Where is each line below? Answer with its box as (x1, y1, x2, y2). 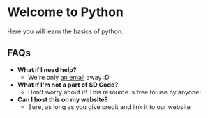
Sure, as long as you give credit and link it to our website (27, 102, 191, 111)
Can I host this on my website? (17, 95, 108, 103)
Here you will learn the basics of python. (7, 27, 124, 35)
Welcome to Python (7, 4, 124, 20)
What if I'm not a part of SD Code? (17, 81, 119, 89)
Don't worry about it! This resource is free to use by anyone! (27, 87, 201, 96)
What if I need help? (17, 65, 77, 74)
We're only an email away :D (27, 73, 110, 81)
